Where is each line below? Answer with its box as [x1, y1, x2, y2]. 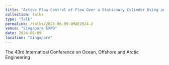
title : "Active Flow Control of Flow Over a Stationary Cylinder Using [5, 7, 158, 12]
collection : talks [5, 12, 44, 17]
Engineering [5, 54, 30, 60]
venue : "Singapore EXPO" [5, 26, 57, 31]
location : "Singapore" [5, 35, 53, 40]
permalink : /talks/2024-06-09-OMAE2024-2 [5, 21, 94, 26]
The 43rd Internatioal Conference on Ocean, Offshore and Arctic [5, 48, 139, 55]
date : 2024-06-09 [5, 30, 42, 35]
